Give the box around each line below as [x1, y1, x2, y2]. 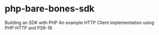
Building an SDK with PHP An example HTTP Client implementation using [4, 19, 155, 25]
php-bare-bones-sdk [4, 3, 95, 14]
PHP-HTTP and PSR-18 [4, 24, 52, 30]
